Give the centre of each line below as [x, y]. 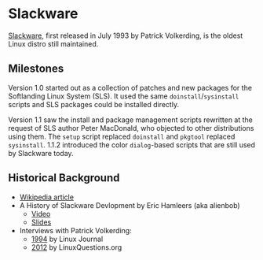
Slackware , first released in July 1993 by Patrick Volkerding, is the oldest [126, 35]
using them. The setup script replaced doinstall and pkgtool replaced [122, 136]
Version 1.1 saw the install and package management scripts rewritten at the [130, 120]
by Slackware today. [41, 153]
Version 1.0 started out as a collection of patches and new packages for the [130, 87]
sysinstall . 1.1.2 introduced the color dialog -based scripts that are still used [132, 145]
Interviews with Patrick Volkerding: [75, 230]
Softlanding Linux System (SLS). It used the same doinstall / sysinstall [124, 96]
